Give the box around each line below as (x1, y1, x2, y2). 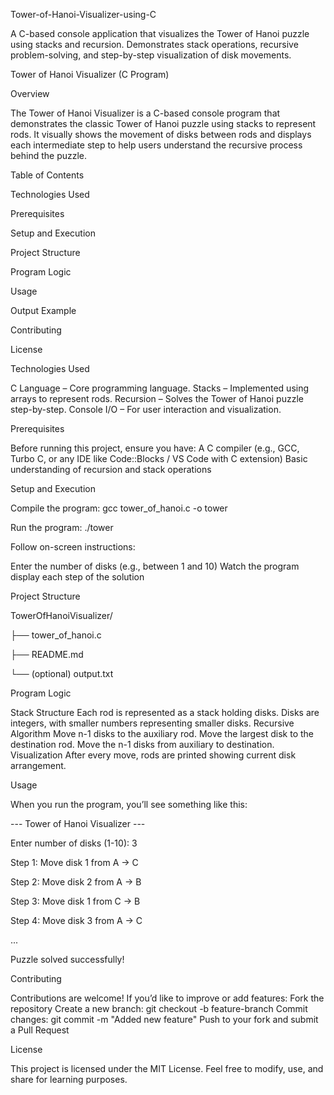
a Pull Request (10, 1024, 70, 1036)
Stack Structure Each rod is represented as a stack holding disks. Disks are (10, 707, 320, 718)
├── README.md (10, 649, 84, 660)
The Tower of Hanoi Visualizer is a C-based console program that (10, 107, 281, 119)
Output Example (10, 305, 77, 316)
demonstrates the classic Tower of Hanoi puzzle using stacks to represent (10, 118, 317, 129)
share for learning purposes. (10, 1074, 128, 1085)
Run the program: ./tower (10, 522, 114, 533)
